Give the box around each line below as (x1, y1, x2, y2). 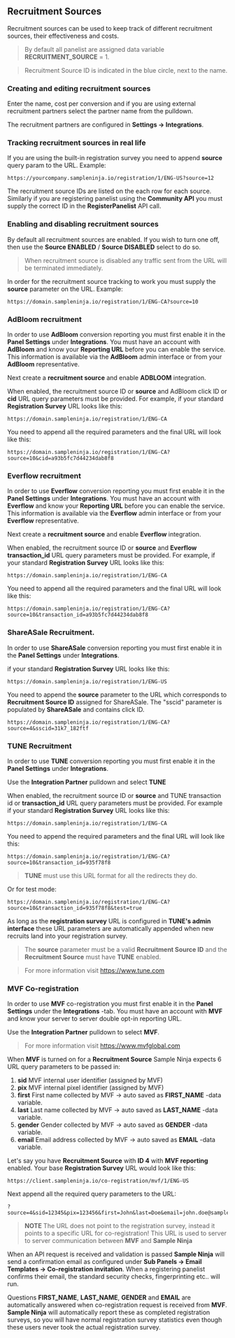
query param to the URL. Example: (7, 161, 106, 170)
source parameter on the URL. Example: (7, 285, 124, 293)
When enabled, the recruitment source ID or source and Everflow (7, 543, 197, 552)
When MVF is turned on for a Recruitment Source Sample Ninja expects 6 (7, 1055, 222, 1064)
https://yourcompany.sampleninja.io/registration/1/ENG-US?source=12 (7, 175, 215, 182)
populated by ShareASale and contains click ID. (7, 705, 145, 713)
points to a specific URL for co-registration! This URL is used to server (24, 1229, 227, 1237)
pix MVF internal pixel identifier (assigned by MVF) (17, 1083, 164, 1092)
